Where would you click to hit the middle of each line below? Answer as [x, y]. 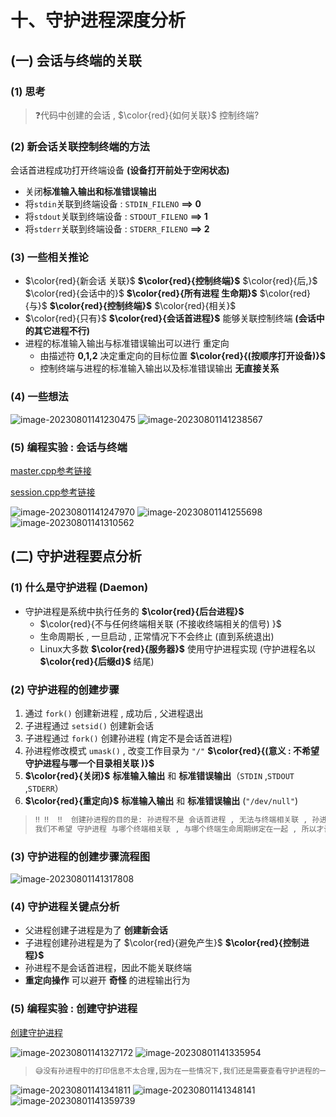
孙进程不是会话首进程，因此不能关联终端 [108, 968]
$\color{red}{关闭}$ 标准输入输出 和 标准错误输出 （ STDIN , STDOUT [159, 776]
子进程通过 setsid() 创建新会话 [89, 726]
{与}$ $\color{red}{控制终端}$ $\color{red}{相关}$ [130, 306]
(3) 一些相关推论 [49, 258]
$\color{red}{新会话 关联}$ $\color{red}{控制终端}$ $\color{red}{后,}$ [171, 281]
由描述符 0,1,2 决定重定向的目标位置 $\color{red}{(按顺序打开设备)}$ [182, 356]
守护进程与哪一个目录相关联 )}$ [89, 763]
